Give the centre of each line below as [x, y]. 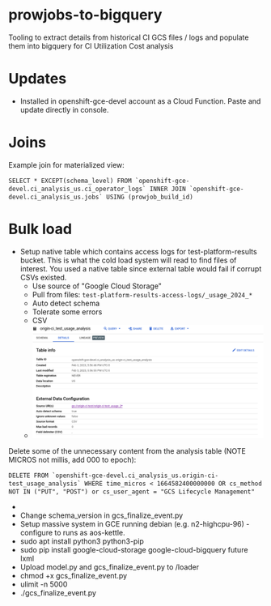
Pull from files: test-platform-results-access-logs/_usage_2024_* [142, 294]
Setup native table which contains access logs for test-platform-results [138, 251]
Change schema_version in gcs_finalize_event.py [102, 515]
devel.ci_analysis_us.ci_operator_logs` [78, 189]
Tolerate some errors [67, 312]
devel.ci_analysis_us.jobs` [56, 197]
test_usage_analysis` [45, 484]
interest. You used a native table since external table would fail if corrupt [141, 268]
